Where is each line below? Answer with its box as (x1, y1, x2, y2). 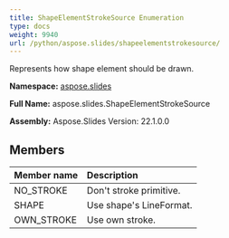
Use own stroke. (86, 214, 157, 226)
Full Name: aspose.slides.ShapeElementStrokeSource (9, 99, 211, 109)
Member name (14, 169, 79, 182)
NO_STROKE (14, 185, 68, 197)
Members (9, 142, 65, 157)
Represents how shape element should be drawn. (9, 63, 195, 74)
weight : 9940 (9, 30, 59, 39)
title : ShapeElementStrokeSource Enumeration (9, 13, 184, 23)
